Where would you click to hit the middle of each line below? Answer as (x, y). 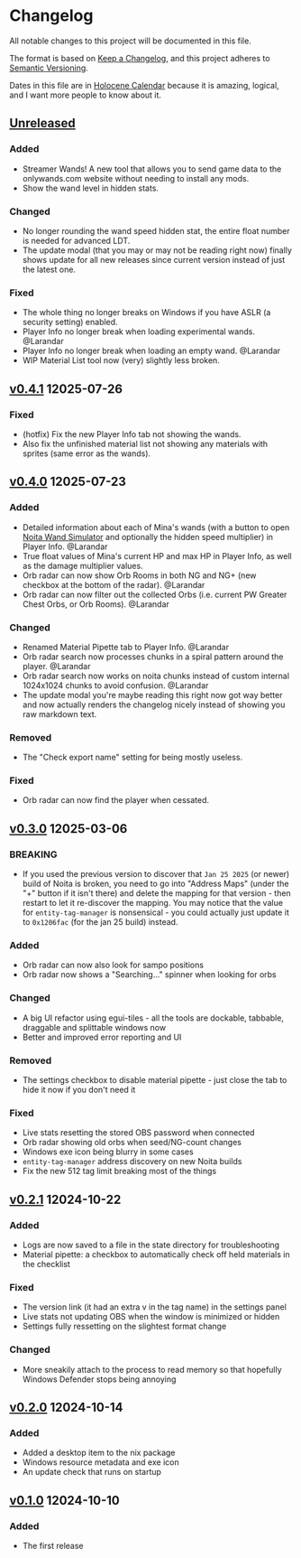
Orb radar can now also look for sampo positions (113, 965)
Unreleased (43, 123)
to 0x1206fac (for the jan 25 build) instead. (100, 922)
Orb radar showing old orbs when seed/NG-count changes (132, 1143)
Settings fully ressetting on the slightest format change (124, 1326)
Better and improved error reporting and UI (102, 1037)
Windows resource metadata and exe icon (100, 1462)
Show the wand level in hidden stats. (91, 188)
